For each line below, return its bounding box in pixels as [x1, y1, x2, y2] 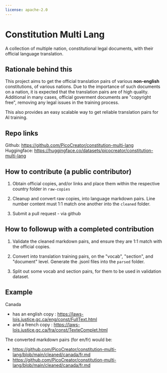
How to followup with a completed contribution [5, 225, 154, 234]
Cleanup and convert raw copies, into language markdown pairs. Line [12, 196, 156, 201]
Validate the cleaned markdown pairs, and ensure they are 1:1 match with [12, 238, 163, 244]
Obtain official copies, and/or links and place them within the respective [12, 181, 160, 186]
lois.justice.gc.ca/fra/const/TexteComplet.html [12, 327, 108, 333]
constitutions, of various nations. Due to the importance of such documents [5, 83, 161, 90]
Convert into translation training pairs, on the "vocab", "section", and [12, 253, 154, 259]
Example [5, 288, 33, 297]
